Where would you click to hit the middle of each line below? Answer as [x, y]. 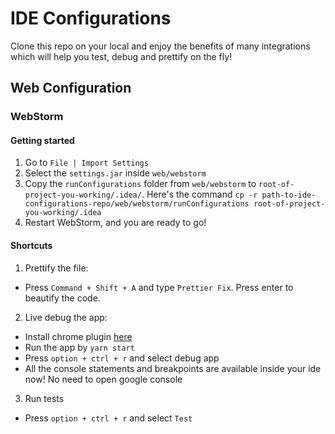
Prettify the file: [56, 268]
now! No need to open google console [103, 379]
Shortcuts [31, 246]
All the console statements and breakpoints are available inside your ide [173, 368]
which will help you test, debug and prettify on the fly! [121, 56]
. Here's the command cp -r [199, 194]
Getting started [42, 140]
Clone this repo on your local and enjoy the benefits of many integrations [160, 46]
